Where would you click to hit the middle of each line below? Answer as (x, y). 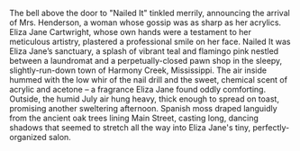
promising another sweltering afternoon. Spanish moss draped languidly (143, 108)
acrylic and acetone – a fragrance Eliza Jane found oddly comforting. (138, 89)
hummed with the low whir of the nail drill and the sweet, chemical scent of (149, 80)
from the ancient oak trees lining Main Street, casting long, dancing (134, 118)
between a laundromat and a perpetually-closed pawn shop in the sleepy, (146, 61)
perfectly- (271, 128)
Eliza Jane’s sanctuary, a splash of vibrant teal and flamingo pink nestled (144, 51)
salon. (60, 137)
